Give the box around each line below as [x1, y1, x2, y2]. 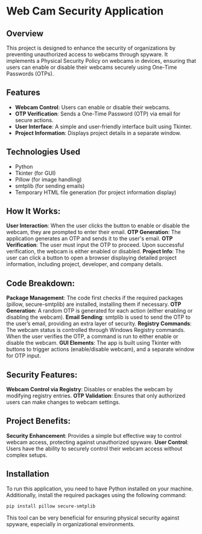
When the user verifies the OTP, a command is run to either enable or [6, 333, 179, 340]
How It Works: [6, 206, 61, 217]
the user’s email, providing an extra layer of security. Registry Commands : [6, 320, 192, 327]
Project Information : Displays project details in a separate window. [14, 129, 181, 137]
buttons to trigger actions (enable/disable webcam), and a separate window [6, 346, 195, 353]
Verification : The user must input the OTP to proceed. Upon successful [6, 241, 185, 249]
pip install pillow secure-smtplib [6, 503, 96, 509]
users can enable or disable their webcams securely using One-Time [6, 63, 177, 71]
